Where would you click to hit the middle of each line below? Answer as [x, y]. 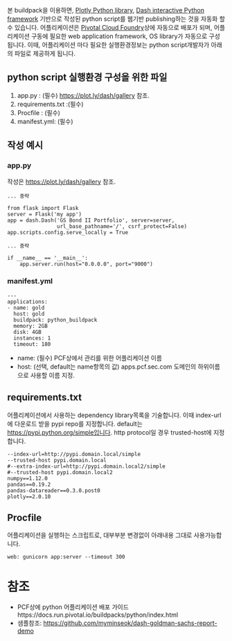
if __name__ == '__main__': [48, 258]
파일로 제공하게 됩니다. [45, 53]
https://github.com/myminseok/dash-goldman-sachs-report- [130, 623]
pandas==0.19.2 [29, 484]
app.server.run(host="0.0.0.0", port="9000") [87, 264]
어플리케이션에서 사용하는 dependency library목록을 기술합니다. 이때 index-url [114, 415]
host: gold [29, 314]
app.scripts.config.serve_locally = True [68, 232]
